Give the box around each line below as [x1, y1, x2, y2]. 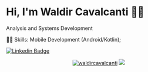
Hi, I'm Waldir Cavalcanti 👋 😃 [6, 5, 145, 19]
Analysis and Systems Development [6, 25, 93, 32]
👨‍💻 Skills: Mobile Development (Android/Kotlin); [6, 36, 122, 43]
